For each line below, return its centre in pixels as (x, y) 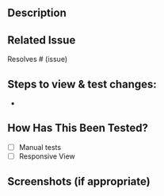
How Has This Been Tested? (78, 128)
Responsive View (47, 156)
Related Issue (42, 40)
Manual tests (40, 147)
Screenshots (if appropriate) (79, 182)
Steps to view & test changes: (82, 84)
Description (37, 13)
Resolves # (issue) (38, 60)
